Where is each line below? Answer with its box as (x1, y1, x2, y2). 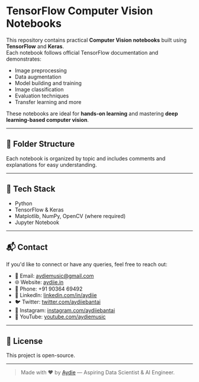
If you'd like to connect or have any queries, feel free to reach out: (6, 261, 168, 268)
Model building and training (14, 79, 82, 87)
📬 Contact (6, 242, 48, 252)
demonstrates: (6, 55, 41, 62)
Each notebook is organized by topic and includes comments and (6, 154, 166, 162)
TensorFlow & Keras (14, 206, 64, 213)
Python (14, 200, 33, 207)
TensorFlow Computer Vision (6, 4, 153, 18)
